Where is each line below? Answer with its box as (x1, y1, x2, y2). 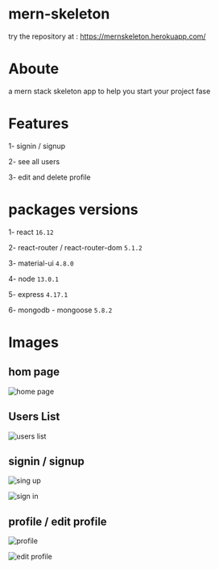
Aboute (8, 60, 59, 78)
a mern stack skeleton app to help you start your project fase (8, 86, 211, 96)
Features (8, 114, 69, 133)
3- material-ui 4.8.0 (8, 258, 74, 268)
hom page (8, 365, 60, 379)
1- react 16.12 (8, 227, 54, 237)
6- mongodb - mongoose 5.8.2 (8, 305, 113, 315)
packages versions (8, 200, 138, 218)
